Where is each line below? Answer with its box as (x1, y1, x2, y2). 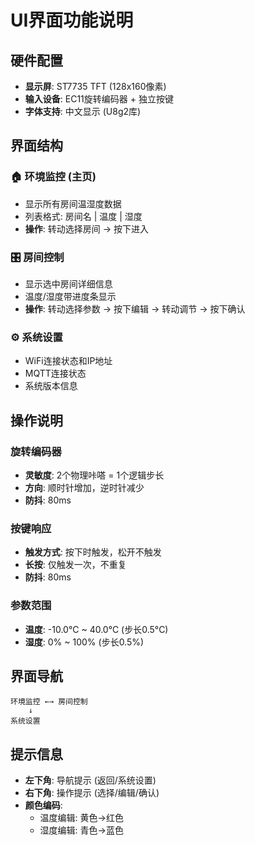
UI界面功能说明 (10, 9, 134, 32)
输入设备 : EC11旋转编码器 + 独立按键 (24, 93, 174, 105)
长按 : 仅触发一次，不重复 (24, 559, 127, 571)
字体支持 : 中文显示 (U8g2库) (24, 106, 142, 117)
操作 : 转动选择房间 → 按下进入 (24, 222, 149, 235)
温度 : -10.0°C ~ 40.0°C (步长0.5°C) (24, 623, 169, 635)
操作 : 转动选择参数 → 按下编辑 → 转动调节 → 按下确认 (24, 302, 246, 315)
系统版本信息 (24, 380, 78, 392)
